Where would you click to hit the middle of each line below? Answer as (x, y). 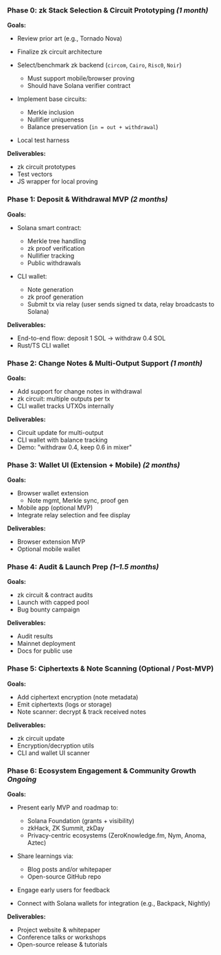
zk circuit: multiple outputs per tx (64, 398)
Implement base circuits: (52, 99)
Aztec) (37, 843)
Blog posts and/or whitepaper (69, 869)
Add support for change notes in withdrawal (79, 391)
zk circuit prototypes (46, 167)
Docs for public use (45, 651)
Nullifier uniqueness (56, 120)
